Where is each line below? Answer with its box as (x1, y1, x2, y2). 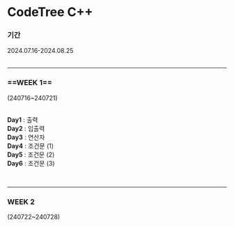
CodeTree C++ (7, 4, 93, 20)
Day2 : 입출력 (7, 124, 45, 132)
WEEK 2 (7, 196, 35, 206)
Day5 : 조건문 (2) (7, 150, 55, 159)
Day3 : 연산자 (7, 133, 45, 141)
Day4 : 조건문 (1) (7, 141, 54, 150)
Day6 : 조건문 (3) (7, 159, 55, 167)
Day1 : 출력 (7, 116, 38, 124)
